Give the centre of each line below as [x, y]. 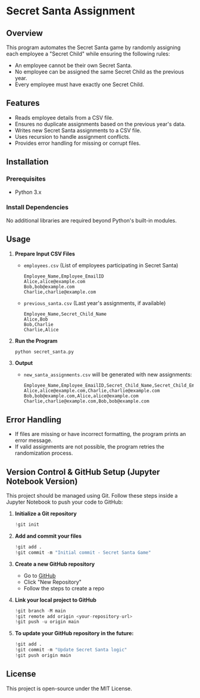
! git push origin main [43, 656]
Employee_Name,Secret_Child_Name [65, 314]
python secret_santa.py [44, 352]
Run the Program [36, 341]
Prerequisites [26, 179]
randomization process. [44, 453]
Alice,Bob [36, 319]
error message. [33, 440]
